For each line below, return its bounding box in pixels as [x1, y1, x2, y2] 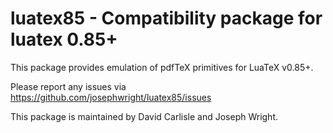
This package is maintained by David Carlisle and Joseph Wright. [10, 110, 279, 122]
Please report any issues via [10, 80, 127, 92]
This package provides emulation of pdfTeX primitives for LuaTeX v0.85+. [10, 61, 314, 73]
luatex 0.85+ [10, 28, 118, 51]
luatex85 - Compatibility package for [10, 7, 323, 30]
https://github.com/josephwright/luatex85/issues [10, 91, 212, 103]
